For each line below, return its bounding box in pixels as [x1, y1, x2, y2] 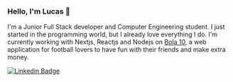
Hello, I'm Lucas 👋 [7, 6, 71, 16]
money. [7, 53, 30, 61]
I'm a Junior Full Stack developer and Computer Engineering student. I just [7, 23, 225, 31]
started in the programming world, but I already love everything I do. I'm [7, 30, 218, 39]
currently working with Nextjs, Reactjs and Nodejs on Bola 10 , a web [7, 38, 207, 46]
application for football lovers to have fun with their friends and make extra [7, 46, 226, 54]
